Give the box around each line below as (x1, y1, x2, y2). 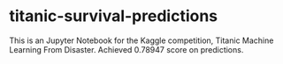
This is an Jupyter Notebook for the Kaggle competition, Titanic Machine (9, 35, 274, 46)
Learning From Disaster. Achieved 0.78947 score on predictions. (9, 44, 244, 54)
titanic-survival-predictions (9, 6, 218, 26)
